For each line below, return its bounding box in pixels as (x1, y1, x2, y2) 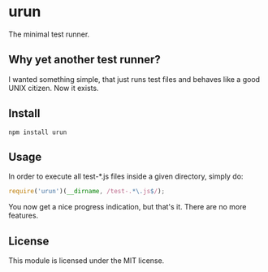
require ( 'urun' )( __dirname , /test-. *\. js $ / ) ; (8, 188, 165, 196)
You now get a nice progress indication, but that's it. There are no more (8, 202, 247, 212)
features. (8, 210, 39, 221)
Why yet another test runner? (8, 53, 161, 67)
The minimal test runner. (8, 29, 90, 39)
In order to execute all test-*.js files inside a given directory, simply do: (8, 171, 244, 181)
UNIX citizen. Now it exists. (8, 83, 99, 93)
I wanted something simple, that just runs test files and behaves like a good (8, 74, 261, 84)
